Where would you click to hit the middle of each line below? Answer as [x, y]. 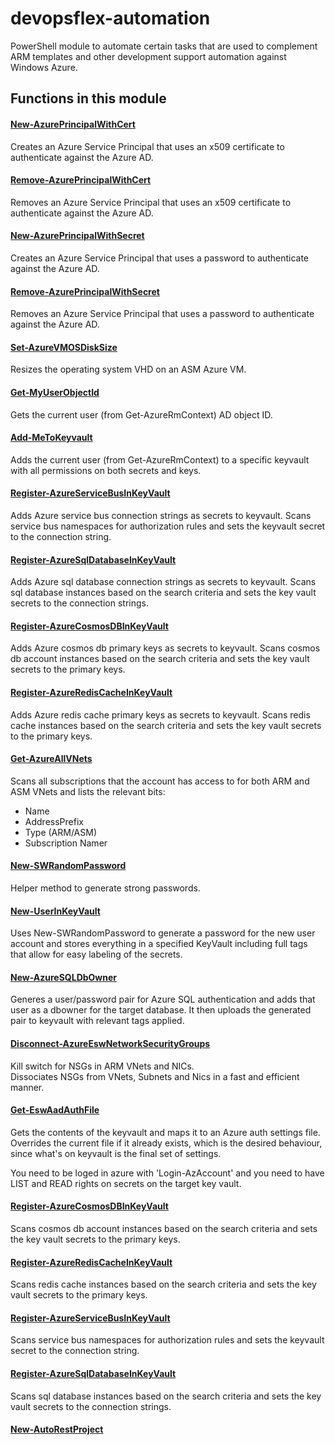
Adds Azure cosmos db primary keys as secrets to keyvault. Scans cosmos [165, 648]
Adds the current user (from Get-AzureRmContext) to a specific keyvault [160, 459]
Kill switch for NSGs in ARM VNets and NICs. [102, 1066]
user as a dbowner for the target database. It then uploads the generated [161, 1010]
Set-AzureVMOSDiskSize [64, 347]
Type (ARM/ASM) [61, 832]
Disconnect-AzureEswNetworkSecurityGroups [110, 1043]
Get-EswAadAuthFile [55, 1110]
